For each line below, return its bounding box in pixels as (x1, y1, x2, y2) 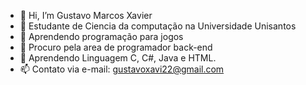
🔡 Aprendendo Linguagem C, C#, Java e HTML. (19, 52, 217, 64)
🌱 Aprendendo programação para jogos (19, 31, 184, 42)
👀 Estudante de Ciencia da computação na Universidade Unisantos (19, 20, 297, 32)
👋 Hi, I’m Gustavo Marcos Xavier (19, 10, 153, 21)
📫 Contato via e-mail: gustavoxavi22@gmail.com (19, 63, 225, 75)
